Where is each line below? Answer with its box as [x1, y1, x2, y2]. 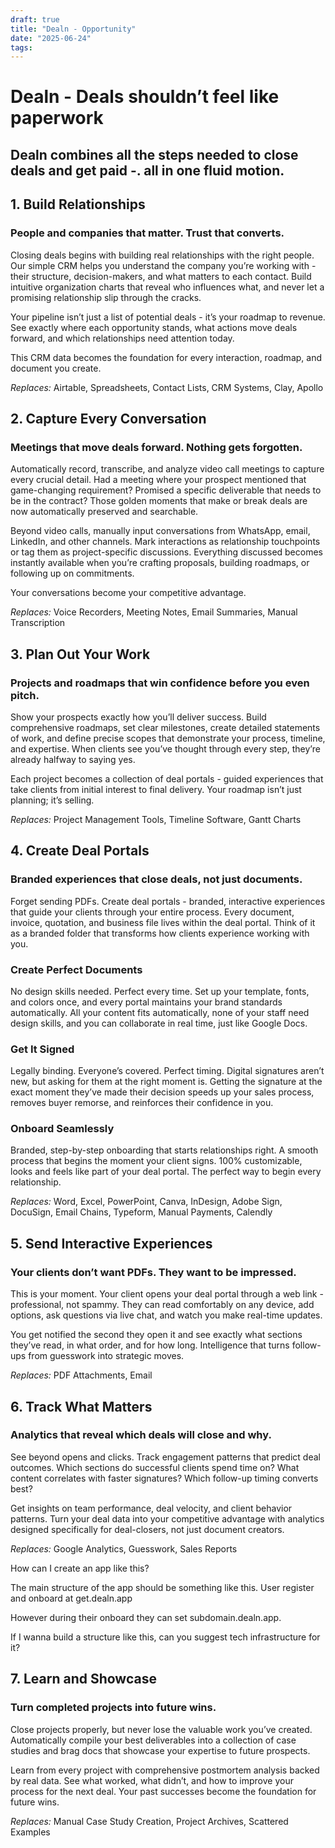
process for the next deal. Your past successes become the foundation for [10, 1785, 317, 1797]
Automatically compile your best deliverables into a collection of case [10, 1734, 297, 1746]
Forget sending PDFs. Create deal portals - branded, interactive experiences [10, 895, 326, 907]
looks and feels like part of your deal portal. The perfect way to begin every [10, 1166, 322, 1178]
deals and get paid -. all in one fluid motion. [10, 162, 285, 179]
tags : [10, 42, 33, 53]
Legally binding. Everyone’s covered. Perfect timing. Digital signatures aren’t [10, 1065, 325, 1077]
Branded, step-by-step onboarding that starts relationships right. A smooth [10, 1144, 319, 1156]
